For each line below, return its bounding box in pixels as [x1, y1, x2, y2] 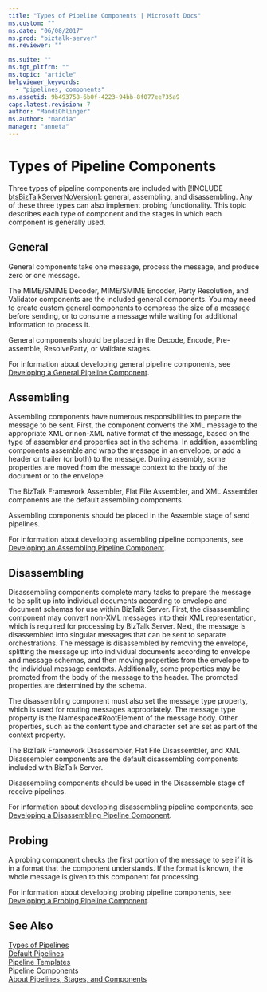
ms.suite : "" [8, 56, 52, 64]
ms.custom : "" [8, 19, 56, 27]
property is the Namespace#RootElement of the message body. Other [8, 713, 238, 723]
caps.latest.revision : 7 [8, 101, 91, 109]
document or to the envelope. [8, 471, 106, 481]
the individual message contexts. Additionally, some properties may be [8, 664, 241, 673]
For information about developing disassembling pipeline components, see [8, 802, 253, 811]
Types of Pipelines [8, 940, 69, 950]
